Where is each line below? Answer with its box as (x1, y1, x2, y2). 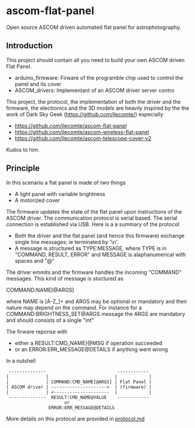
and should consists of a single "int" (6, 316, 95, 324)
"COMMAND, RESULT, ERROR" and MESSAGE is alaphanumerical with (14, 251, 186, 258)
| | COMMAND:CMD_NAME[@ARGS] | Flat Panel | (6, 379, 152, 385)
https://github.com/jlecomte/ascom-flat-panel (14, 122, 127, 129)
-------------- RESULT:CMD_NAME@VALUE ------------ (8, 394, 149, 400)
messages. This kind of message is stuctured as (6, 275, 124, 282)
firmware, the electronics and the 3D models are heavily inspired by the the (6, 104, 190, 112)
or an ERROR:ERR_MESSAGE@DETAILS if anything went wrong (14, 345, 168, 352)
